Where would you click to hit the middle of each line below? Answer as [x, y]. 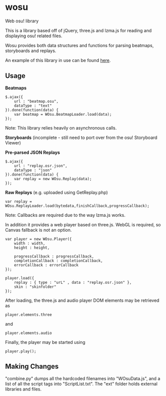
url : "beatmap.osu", [36, 101]
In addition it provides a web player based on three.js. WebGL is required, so [83, 224]
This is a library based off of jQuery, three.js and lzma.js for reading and [79, 30]
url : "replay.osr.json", [41, 166]
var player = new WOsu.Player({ [38, 239]
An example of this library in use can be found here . [58, 60]
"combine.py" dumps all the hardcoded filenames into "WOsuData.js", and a [83, 378]
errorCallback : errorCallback [46, 265]
